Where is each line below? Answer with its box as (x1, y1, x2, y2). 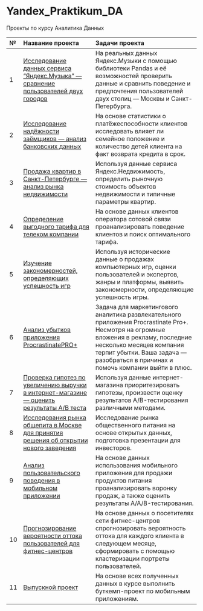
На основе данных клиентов (95, 207, 179, 216)
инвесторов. (95, 444, 132, 452)
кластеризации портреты (95, 554, 170, 563)
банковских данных (23, 142, 82, 150)
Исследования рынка (23, 413, 86, 422)
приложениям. (95, 594, 139, 603)
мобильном (23, 484, 58, 492)
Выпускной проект (23, 583, 79, 592)
